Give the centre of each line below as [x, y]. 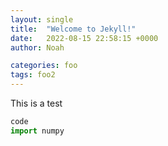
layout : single [42, 19]
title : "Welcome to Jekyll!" [73, 29]
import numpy [37, 131]
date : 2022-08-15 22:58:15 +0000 [84, 38]
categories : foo [44, 66]
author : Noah [37, 47]
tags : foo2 [33, 75]
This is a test [36, 103]
